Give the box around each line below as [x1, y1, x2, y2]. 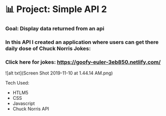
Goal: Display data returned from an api [5, 25, 104, 32]
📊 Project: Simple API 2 [5, 4, 107, 15]
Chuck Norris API [12, 106, 49, 112]
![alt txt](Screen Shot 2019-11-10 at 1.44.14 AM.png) [5, 70, 113, 76]
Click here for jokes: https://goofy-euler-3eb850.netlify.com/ [5, 58, 161, 65]
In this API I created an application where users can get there [5, 38, 159, 46]
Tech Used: [5, 80, 30, 86]
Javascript [12, 100, 35, 106]
